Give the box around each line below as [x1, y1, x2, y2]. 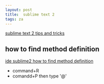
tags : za [5, 16, 23, 21]
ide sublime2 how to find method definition [5, 58, 93, 64]
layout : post [5, 7, 32, 12]
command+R [12, 68, 39, 74]
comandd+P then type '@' [12, 73, 67, 79]
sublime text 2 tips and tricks [5, 30, 65, 36]
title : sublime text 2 [5, 12, 55, 17]
